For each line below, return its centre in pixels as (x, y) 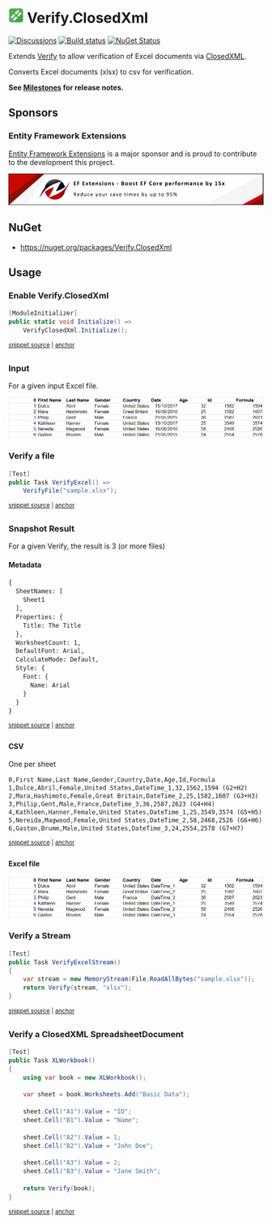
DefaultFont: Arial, (50, 651)
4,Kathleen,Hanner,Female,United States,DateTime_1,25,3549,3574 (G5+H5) (136, 812)
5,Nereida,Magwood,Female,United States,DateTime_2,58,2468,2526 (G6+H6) (136, 820)
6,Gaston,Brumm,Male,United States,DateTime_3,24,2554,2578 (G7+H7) (126, 828)
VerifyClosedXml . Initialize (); (76, 331)
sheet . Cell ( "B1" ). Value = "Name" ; (81, 1120)
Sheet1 (34, 600)
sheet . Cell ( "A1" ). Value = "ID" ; (77, 1112)
